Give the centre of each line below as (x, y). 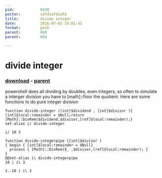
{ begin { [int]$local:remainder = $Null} (49, 145)
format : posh (27, 28)
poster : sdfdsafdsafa (36, 14)
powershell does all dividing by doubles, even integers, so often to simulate (81, 92)
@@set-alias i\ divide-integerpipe (41, 158)
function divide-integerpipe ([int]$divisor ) (54, 141)
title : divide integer (38, 19)
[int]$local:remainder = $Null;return (45, 115)
